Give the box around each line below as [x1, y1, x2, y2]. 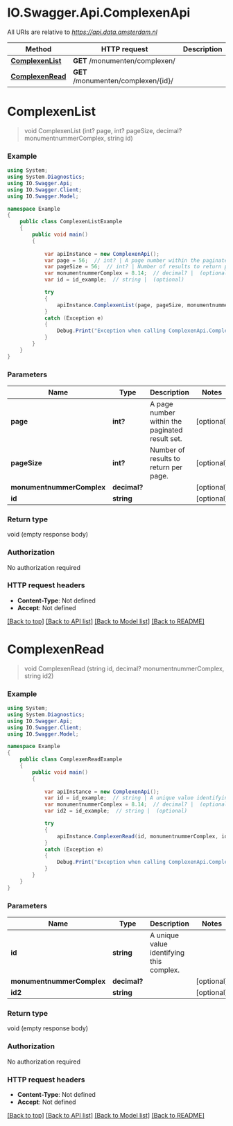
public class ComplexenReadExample [19, 756, 123, 763]
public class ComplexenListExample [19, 218, 123, 225]
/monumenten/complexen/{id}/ [72, 76, 173, 85]
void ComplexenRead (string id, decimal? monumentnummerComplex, [24, 664, 225, 673]
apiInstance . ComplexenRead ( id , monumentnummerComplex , [56, 833, 218, 840]
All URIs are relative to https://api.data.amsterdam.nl [7, 28, 158, 36]
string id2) [24, 671, 54, 680]
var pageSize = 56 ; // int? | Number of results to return [44, 263, 222, 270]
